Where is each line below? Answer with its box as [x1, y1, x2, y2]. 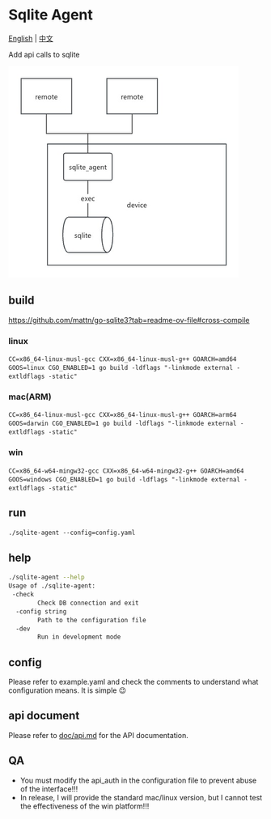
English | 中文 [8, 33, 54, 43]
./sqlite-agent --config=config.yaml [8, 528, 136, 537]
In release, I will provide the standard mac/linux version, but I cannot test [19, 792, 263, 802]
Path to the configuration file [37, 616, 147, 624]
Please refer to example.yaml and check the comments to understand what [8, 677, 259, 687]
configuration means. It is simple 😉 [8, 685, 127, 695]
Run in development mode [37, 633, 121, 641]
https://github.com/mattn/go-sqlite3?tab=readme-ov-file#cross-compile [8, 315, 250, 325]
